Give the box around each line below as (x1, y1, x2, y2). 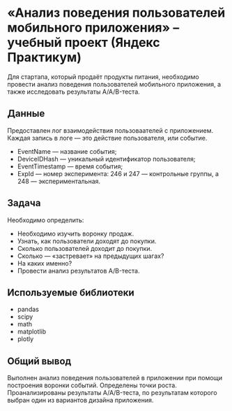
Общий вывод (7, 355, 72, 367)
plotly (17, 335, 34, 343)
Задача (7, 197, 41, 209)
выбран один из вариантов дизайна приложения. (7, 396, 154, 405)
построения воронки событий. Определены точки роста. (7, 381, 178, 389)
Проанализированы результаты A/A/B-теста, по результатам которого (7, 389, 217, 397)
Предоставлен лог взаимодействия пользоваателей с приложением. (7, 126, 214, 134)
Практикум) (7, 50, 82, 66)
